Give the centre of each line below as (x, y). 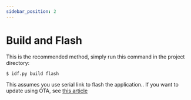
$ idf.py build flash (33, 74)
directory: (18, 63)
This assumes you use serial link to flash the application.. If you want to (93, 84)
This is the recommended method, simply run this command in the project (95, 57)
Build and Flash (44, 40)
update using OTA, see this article (47, 91)
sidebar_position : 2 (31, 11)
